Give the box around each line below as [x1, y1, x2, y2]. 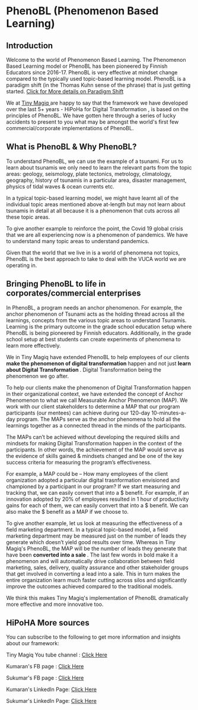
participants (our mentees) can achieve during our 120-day [6, 409, 151, 416]
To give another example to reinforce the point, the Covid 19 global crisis [6, 225, 184, 232]
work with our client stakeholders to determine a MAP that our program [6, 403, 180, 410]
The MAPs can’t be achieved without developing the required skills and [6, 433, 180, 441]
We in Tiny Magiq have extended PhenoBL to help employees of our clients [6, 353, 190, 360]
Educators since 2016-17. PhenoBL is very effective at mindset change [6, 69, 178, 76]
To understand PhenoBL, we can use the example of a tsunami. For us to [6, 158, 184, 165]
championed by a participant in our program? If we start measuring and [6, 483, 181, 490]
